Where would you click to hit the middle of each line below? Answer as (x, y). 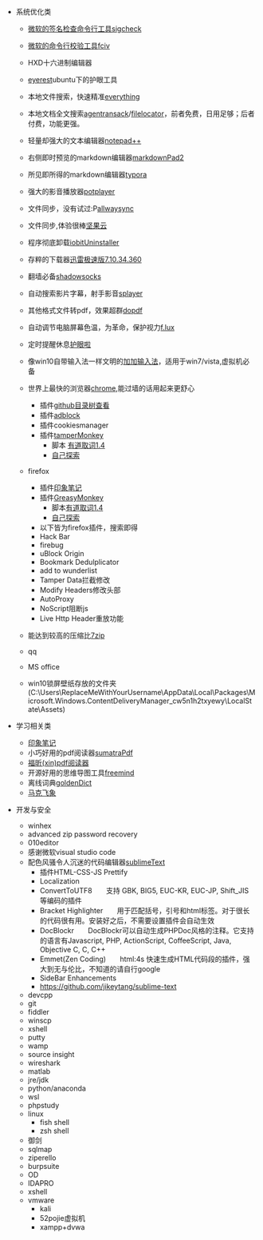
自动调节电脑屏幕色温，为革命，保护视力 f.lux (101, 327)
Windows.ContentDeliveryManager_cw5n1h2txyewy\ (141, 701)
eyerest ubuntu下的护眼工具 (73, 79)
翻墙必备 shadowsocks (65, 276)
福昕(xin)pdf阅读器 (58, 763)
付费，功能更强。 (56, 123)
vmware (41, 1200)
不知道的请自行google (125, 969)
